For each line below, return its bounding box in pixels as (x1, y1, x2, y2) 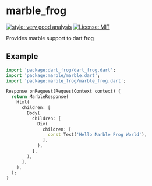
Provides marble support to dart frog (6, 34, 94, 41)
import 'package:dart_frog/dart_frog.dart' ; (6, 67, 116, 73)
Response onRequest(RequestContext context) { (6, 89, 121, 94)
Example (6, 51, 38, 62)
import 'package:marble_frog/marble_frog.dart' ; (6, 78, 126, 84)
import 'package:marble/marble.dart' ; (6, 72, 100, 78)
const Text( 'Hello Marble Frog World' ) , (47, 132, 147, 138)
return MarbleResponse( (11, 94, 69, 100)
